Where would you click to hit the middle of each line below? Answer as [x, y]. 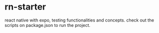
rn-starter [25, 7]
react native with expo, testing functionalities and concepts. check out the [79, 20]
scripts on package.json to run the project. [48, 25]
